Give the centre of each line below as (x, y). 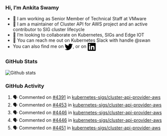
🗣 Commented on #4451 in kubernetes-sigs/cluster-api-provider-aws (87, 128)
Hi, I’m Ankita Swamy (32, 8)
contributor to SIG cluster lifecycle (49, 30)
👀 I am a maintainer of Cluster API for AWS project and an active (80, 24)
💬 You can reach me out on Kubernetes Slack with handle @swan (81, 40)
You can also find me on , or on (50, 46)
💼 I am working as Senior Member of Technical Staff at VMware (79, 19)
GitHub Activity (25, 86)
